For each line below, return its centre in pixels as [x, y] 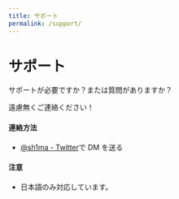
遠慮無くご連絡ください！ [51, 107]
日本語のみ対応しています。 [66, 187]
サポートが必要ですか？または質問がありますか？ [90, 90]
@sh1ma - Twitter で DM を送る [72, 147]
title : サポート [33, 16]
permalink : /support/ [45, 24]
